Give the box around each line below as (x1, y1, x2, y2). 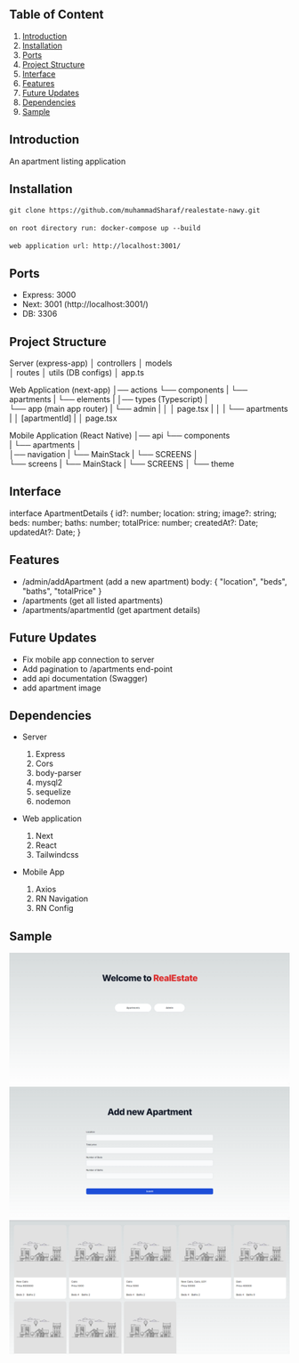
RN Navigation (35, 893, 89, 904)
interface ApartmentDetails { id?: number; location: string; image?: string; (9, 507, 278, 519)
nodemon (35, 796, 71, 807)
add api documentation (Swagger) (21, 673, 149, 683)
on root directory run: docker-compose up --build (9, 224, 201, 233)
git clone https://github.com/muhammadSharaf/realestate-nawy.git (9, 206, 261, 215)
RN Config (35, 903, 74, 914)
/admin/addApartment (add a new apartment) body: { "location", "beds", (21, 576, 287, 586)
